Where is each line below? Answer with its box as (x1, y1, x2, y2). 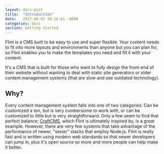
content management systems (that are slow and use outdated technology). (5, 75, 160, 81)
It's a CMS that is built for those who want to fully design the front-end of (5, 65, 154, 71)
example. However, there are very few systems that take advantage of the (5, 123, 156, 129)
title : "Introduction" (5, 12, 54, 17)
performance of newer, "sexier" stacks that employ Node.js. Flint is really (5, 128, 154, 134)
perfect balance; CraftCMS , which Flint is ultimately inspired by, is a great (5, 118, 155, 124)
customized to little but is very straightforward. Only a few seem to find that (5, 113, 159, 118)
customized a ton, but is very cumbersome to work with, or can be (5, 107, 140, 114)
